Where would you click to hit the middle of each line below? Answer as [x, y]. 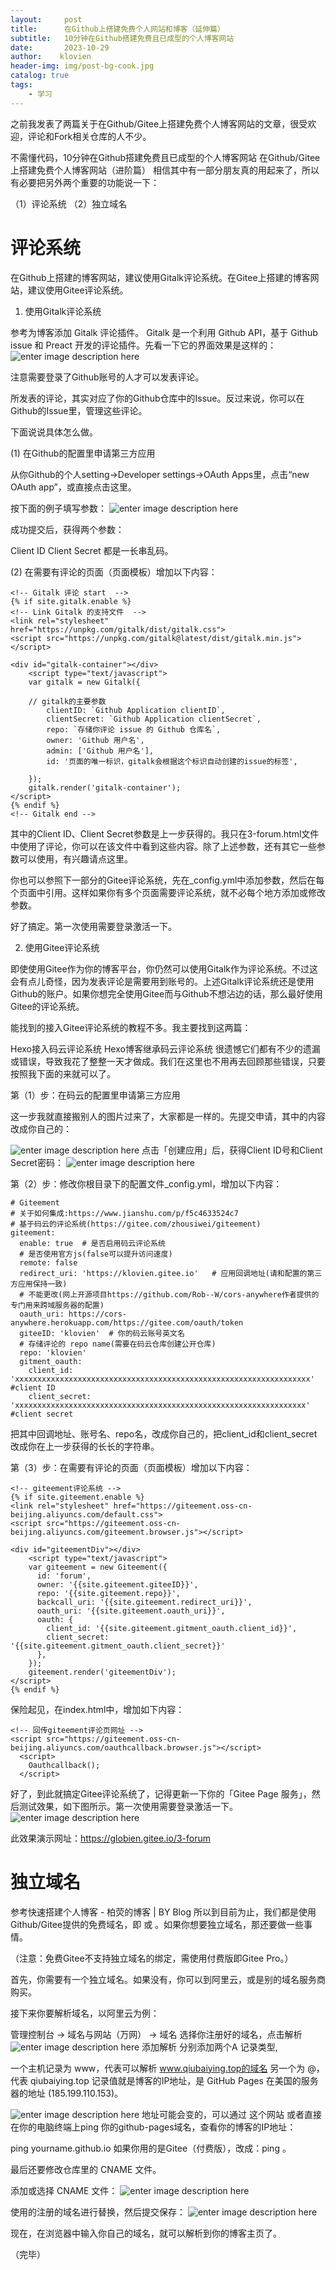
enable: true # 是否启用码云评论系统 [92, 1243]
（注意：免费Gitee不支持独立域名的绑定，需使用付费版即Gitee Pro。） [152, 1958]
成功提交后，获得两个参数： [67, 529]
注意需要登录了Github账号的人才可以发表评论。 [107, 377]
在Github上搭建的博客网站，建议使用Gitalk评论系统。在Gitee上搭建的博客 [160, 277]
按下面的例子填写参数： [58, 508]
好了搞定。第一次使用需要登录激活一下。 [93, 926]
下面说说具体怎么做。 [54, 432]
